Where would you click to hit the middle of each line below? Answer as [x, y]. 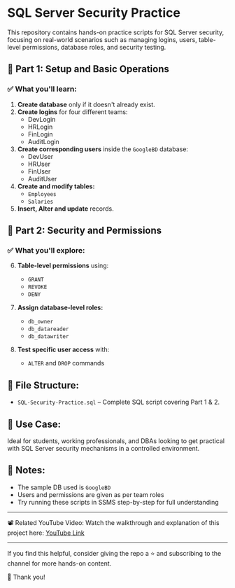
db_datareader [48, 329]
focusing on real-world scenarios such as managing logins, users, [102, 39]
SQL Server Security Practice [94, 13]
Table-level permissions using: [63, 266]
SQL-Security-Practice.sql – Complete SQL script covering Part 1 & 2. [119, 402]
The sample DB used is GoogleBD [64, 487]
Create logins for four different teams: [72, 112]
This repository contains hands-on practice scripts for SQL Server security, [116, 32]
